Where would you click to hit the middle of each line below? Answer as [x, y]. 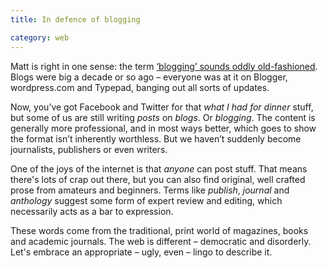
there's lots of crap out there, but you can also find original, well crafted [158, 179]
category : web [40, 37]
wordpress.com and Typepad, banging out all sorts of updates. [140, 87]
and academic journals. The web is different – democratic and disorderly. [161, 241]
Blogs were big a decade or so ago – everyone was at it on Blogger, [149, 77]
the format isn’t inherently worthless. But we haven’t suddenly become [156, 138]
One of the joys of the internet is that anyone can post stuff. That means [159, 168]
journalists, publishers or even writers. [89, 149]
